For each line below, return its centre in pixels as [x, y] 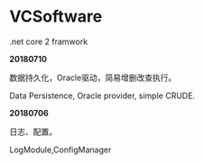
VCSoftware [56, 17]
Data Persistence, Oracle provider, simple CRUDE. [102, 96]
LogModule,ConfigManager [60, 150]
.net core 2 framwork [49, 41]
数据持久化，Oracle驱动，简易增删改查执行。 [93, 77]
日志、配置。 [33, 132]
